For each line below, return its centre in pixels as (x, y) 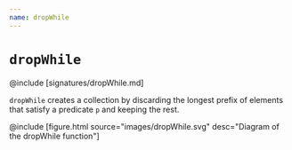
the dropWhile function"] (54, 136)
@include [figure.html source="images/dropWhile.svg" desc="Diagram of (145, 126)
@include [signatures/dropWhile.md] (77, 83)
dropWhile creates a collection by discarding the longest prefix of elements (146, 99)
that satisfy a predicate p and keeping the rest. (94, 109)
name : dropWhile (39, 17)
